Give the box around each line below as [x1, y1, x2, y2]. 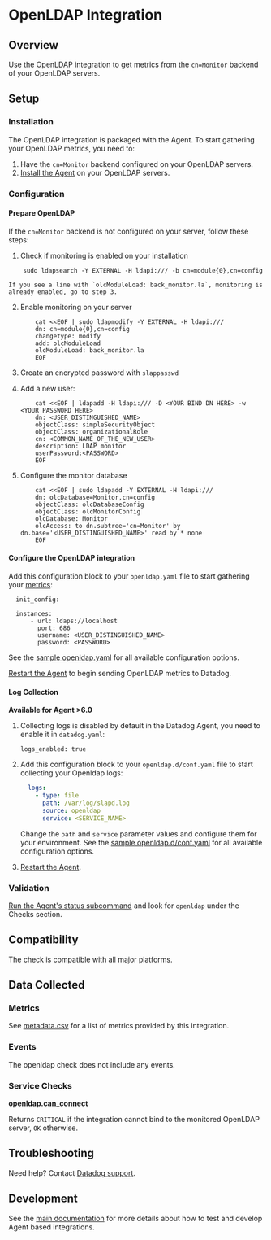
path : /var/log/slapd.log [41, 799, 130, 807]
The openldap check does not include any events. [8, 1059, 176, 1069]
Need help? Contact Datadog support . [8, 1168, 136, 1177]
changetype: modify [35, 332, 101, 340]
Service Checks [8, 1080, 73, 1091]
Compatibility [8, 933, 79, 947]
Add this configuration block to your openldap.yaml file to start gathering [8, 571, 250, 581]
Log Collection [8, 687, 58, 696]
